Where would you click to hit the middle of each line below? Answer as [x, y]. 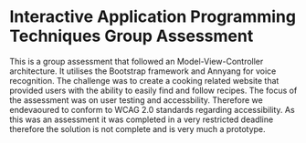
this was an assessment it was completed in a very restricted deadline [142, 119]
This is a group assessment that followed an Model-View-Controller [137, 61]
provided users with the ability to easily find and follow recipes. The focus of [153, 90]
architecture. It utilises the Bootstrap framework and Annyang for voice [143, 71]
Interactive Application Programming [153, 17]
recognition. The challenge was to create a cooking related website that [144, 80]
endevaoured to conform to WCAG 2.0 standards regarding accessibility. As [152, 109]
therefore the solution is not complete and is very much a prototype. [138, 128]
